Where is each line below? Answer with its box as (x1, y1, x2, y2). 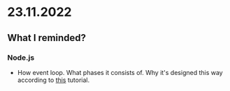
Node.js (7, 53, 35, 63)
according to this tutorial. (17, 76, 89, 84)
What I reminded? (7, 32, 86, 44)
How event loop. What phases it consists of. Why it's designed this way (17, 68, 223, 76)
